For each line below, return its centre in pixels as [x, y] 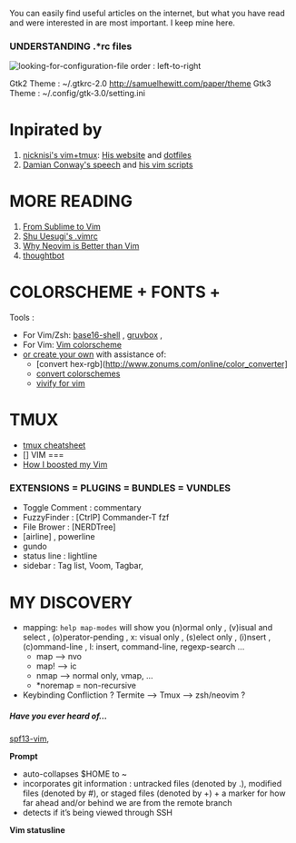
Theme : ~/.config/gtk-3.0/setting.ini [77, 94]
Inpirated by [56, 130]
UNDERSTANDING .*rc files [71, 46]
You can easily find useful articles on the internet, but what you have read [148, 13]
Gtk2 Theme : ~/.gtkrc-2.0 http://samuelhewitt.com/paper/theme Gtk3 [140, 84]
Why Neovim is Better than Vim [81, 246]
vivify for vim [60, 383]
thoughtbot [44, 256]
